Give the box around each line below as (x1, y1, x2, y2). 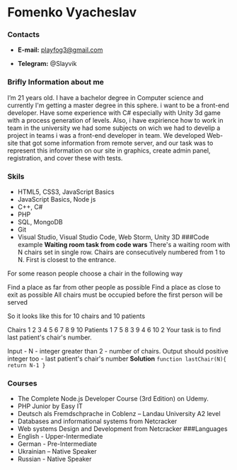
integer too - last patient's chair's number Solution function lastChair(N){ (7, 354, 227, 363)
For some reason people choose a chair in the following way (7, 269, 183, 278)
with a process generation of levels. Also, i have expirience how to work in (7, 116, 224, 124)
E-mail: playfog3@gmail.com (17, 45, 103, 54)
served (7, 298, 28, 307)
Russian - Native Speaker (17, 455, 92, 464)
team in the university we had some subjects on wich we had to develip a (7, 124, 221, 132)
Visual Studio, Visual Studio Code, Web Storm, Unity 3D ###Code (17, 233, 209, 241)
